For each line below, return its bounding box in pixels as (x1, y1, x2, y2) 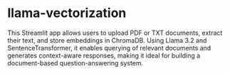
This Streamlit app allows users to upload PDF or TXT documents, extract (7, 28, 223, 37)
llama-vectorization (7, 5, 127, 21)
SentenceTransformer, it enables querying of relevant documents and (7, 43, 211, 52)
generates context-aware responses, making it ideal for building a (7, 51, 201, 60)
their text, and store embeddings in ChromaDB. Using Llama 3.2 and (7, 36, 207, 44)
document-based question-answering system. (7, 58, 144, 67)
